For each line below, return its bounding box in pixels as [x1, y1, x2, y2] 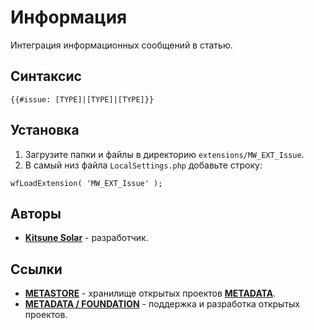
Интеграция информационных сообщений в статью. [10, 39, 233, 51]
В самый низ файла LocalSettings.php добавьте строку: [24, 159, 263, 171]
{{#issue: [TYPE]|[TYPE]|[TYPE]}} [10, 94, 155, 105]
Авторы [10, 205, 62, 222]
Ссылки [10, 261, 63, 278]
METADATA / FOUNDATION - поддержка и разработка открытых [24, 298, 301, 310]
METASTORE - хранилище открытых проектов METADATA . [24, 287, 277, 300]
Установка [10, 122, 80, 139]
